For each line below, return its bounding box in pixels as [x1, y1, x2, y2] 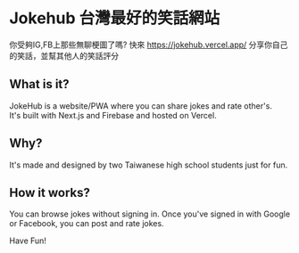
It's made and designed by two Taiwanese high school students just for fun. [9, 159, 288, 170]
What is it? [9, 77, 70, 92]
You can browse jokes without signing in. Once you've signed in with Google [9, 208, 291, 219]
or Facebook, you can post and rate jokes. [9, 218, 164, 229]
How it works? [9, 184, 91, 200]
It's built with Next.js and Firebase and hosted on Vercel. [9, 110, 217, 120]
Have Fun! [9, 235, 47, 246]
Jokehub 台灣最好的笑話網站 [9, 8, 220, 29]
